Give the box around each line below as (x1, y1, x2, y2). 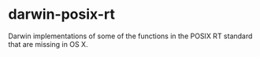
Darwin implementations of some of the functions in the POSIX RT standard (8, 31, 253, 41)
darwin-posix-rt (8, 5, 116, 23)
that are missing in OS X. (8, 39, 88, 48)
